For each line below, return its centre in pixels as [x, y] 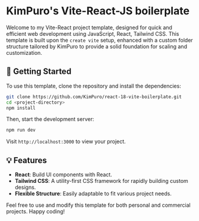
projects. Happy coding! [36, 211]
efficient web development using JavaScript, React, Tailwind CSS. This [93, 33]
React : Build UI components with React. [63, 175]
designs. [25, 187]
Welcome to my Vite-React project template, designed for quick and [89, 27]
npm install [21, 108]
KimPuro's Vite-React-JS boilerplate [98, 11]
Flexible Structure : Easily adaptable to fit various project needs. [93, 194]
